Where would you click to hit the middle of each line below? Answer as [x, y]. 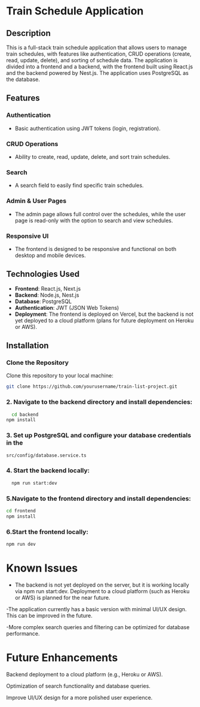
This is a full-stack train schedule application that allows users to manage [96, 47]
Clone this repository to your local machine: [60, 376]
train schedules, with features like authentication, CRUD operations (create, [99, 54]
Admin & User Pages [36, 201]
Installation [27, 346]
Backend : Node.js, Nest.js [47, 295]
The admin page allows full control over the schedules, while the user [100, 214]
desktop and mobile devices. [50, 255]
